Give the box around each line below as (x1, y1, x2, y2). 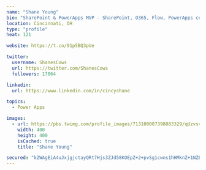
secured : (6, 155, 29, 161)
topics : (6, 98, 26, 105)
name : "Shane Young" (6, 9, 59, 15)
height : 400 (17, 132, 48, 138)
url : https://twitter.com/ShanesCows (12, 65, 109, 71)
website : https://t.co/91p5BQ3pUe (6, 43, 95, 49)
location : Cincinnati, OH (6, 20, 72, 26)
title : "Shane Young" (17, 144, 72, 150)
